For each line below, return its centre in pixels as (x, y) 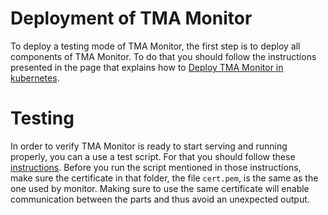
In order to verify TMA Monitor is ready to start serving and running (149, 146)
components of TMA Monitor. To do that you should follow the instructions (163, 56)
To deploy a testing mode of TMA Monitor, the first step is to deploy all (155, 46)
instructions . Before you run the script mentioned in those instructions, (156, 167)
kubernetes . (35, 78)
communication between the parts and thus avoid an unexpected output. (160, 199)
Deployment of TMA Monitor (131, 18)
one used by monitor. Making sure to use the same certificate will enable (160, 188)
